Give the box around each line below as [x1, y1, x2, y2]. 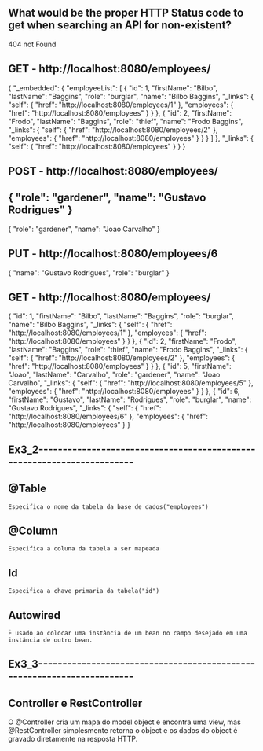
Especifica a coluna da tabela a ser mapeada [8, 545, 159, 553]
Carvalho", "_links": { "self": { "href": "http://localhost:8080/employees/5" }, [8, 378, 254, 388]
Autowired [8, 609, 61, 622]
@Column [8, 525, 58, 538]
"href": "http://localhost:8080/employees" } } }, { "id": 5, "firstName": [8, 362, 232, 371]
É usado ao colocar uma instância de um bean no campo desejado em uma [8, 629, 247, 638]
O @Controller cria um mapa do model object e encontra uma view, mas [8, 717, 241, 727]
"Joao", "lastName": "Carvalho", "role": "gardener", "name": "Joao [8, 370, 221, 380]
